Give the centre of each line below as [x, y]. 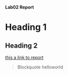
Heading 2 [22, 45]
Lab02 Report [20, 7]
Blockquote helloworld [40, 67]
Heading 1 [26, 27]
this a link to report [24, 57]
